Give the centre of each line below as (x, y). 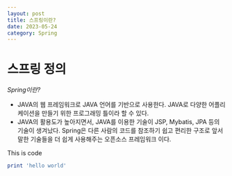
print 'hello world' (37, 166)
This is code (25, 153)
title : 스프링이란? (32, 20)
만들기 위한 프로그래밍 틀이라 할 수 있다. (95, 113)
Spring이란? (24, 90)
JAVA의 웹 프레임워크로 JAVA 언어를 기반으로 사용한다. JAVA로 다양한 (112, 105)
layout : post (26, 14)
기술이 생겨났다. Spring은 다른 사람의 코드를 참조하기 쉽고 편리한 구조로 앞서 (120, 131)
